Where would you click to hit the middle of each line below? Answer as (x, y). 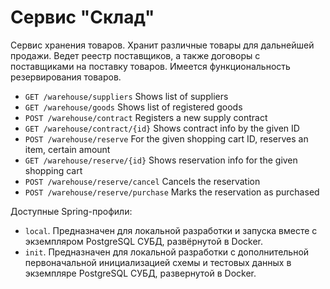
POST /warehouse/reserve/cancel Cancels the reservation (142, 181)
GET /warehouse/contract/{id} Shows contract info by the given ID (162, 128)
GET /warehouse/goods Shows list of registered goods (133, 107)
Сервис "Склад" (82, 17)
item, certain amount (67, 149)
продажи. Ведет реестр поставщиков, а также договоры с (135, 55)
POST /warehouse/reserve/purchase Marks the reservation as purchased (172, 192)
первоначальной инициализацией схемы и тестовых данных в (158, 262)
